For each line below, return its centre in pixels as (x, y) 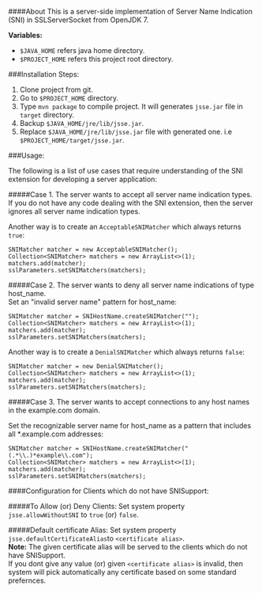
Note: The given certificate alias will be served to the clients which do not (128, 547)
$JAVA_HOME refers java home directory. (82, 50)
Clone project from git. (56, 89)
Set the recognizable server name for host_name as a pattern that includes (130, 426)
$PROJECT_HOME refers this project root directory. (96, 59)
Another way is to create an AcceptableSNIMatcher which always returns (125, 226)
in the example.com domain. (54, 410)
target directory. (47, 115)
